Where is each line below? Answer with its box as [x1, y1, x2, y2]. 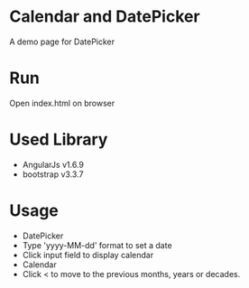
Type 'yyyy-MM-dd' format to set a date [22, 239, 173, 250]
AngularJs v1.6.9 [22, 159, 84, 170]
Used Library [9, 129, 108, 150]
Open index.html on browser [9, 98, 115, 108]
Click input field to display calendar [22, 249, 154, 260]
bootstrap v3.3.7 [22, 169, 84, 180]
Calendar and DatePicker [9, 6, 200, 27]
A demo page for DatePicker [9, 36, 115, 47]
